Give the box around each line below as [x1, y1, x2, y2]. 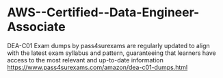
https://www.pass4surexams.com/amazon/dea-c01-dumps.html [7, 63, 188, 71]
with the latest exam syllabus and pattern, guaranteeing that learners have [7, 49, 217, 57]
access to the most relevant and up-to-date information [7, 56, 164, 64]
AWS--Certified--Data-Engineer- [7, 5, 200, 20]
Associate [7, 19, 66, 35]
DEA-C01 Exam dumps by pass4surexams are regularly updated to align [7, 41, 210, 50]
